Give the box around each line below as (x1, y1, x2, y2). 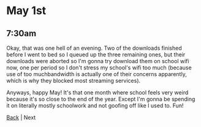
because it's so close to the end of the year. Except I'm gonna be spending (6, 96, 195, 102)
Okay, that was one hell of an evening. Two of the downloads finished (6, 44, 182, 52)
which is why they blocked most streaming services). (6, 77, 141, 84)
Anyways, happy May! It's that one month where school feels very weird (6, 89, 189, 96)
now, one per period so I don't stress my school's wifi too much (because (6, 64, 192, 71)
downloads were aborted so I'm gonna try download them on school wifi (6, 58, 189, 64)
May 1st (6, 4, 47, 18)
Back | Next (6, 114, 36, 121)
